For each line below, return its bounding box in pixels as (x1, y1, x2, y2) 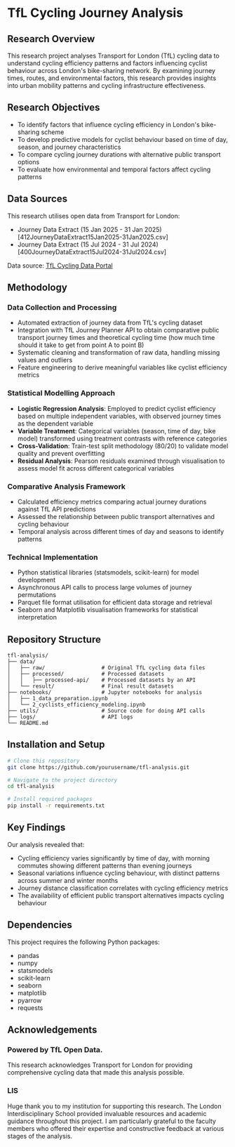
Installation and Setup (7, 739, 105, 751)
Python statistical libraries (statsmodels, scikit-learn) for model (17, 568, 199, 577)
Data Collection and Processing (7, 302, 117, 312)
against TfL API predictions (17, 504, 96, 513)
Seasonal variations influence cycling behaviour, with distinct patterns (17, 869, 220, 877)
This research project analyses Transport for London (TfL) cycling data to (7, 51, 220, 60)
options (17, 157, 40, 166)
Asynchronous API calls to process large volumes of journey (17, 583, 192, 591)
